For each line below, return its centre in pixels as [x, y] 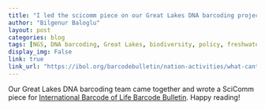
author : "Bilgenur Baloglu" [54, 23]
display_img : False [40, 52]
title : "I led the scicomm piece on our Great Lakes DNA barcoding [121, 15]
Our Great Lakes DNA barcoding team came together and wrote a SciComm [131, 89]
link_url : [24, 67]
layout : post [30, 30]
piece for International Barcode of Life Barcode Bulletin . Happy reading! [124, 97]
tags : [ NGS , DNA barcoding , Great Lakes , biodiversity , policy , [116, 45]
